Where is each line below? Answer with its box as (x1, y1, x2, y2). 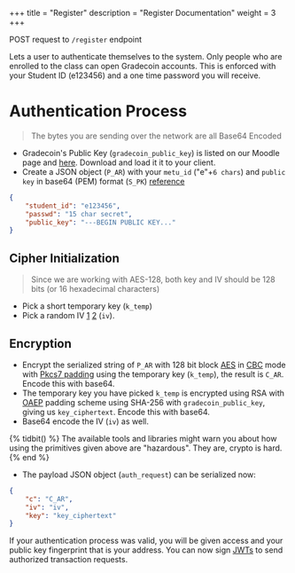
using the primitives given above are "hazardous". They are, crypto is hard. (9, 443, 283, 453)
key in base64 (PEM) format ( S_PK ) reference (21, 176, 185, 186)
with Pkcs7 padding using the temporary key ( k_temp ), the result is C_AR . (21, 368, 284, 380)
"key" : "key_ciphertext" (25, 511, 117, 520)
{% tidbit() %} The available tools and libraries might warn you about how (9, 433, 277, 443)
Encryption (9, 336, 73, 351)
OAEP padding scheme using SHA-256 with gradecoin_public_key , (21, 396, 266, 407)
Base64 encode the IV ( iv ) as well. (21, 416, 149, 427)
